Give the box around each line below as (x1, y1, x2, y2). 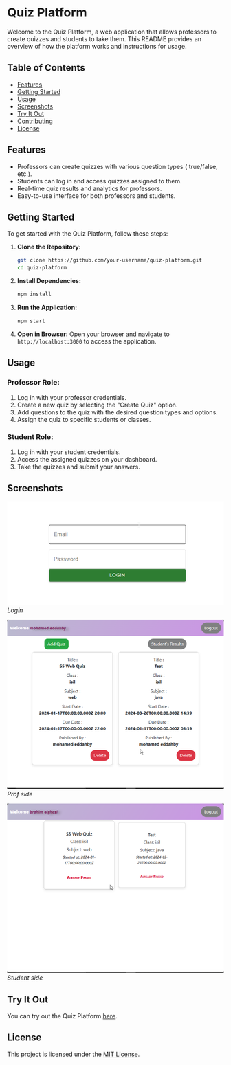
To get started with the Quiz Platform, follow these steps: (7, 229, 168, 238)
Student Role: (7, 432, 54, 442)
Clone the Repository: (16, 243, 81, 251)
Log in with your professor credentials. (16, 393, 127, 401)
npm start (16, 317, 46, 324)
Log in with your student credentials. (16, 448, 121, 456)
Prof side (7, 789, 33, 798)
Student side (7, 974, 43, 982)
